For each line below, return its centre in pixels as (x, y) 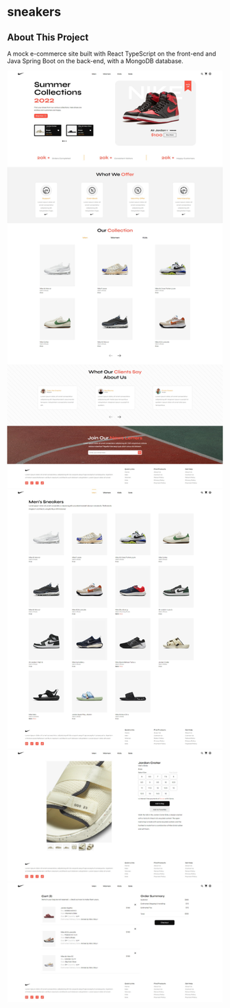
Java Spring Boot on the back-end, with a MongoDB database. (95, 61)
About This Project (48, 37)
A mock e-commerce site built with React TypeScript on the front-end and (112, 53)
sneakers (34, 12)
